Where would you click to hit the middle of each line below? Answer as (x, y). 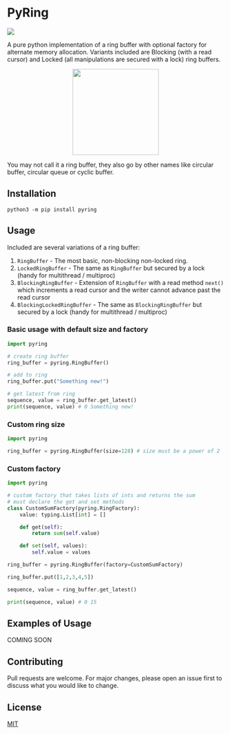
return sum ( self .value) (66, 534)
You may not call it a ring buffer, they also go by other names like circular (111, 165)
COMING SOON (30, 640)
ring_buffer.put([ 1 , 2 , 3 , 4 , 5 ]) (51, 577)
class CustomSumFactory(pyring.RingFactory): (73, 508)
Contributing (35, 661)
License (24, 707)
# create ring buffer (38, 356)
